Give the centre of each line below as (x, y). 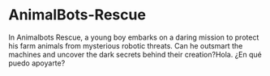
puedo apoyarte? (37, 63)
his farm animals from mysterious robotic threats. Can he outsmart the (126, 45)
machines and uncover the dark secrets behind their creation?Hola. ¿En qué (135, 54)
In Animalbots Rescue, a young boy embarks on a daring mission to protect (134, 37)
